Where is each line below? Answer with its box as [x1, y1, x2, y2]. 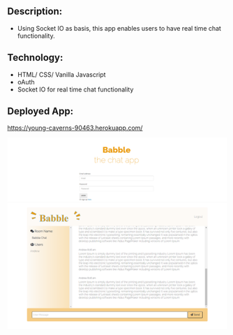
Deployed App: [7, 105, 74, 117]
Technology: [7, 52, 63, 64]
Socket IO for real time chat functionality [17, 85, 134, 94]
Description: [7, 6, 63, 17]
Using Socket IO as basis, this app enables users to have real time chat [17, 24, 222, 32]
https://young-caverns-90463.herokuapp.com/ [7, 124, 143, 132]
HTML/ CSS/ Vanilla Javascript [17, 70, 106, 79]
